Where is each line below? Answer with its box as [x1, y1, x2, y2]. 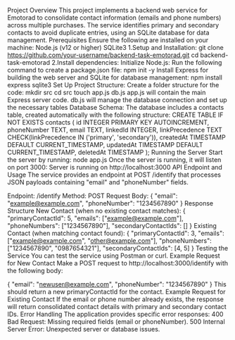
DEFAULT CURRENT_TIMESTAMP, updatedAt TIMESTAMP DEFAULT [7, 141, 203, 149]
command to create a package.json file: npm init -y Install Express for [7, 66, 209, 74]
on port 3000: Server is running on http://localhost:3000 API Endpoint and [7, 163, 223, 171]
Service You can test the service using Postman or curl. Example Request [7, 251, 220, 260]
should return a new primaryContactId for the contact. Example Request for [7, 288, 227, 296]
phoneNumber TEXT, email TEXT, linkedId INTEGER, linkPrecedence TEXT [7, 126, 223, 134]
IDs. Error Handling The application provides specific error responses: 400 [7, 310, 224, 318]
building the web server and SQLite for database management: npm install [7, 73, 223, 82]
